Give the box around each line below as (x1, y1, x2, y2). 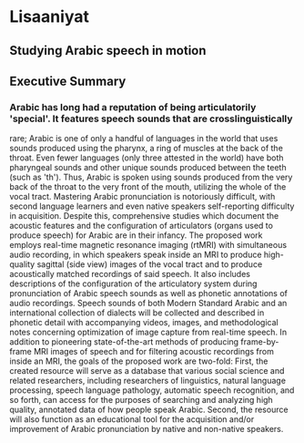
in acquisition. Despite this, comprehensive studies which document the (9, 211, 279, 221)
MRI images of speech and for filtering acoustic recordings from (33, 346, 275, 357)
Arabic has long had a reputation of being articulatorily (9, 100, 257, 113)
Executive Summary (9, 73, 127, 88)
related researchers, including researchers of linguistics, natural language (9, 376, 287, 386)
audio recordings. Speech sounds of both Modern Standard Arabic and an (9, 298, 288, 309)
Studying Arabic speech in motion (9, 43, 207, 58)
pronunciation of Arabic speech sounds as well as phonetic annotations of (9, 288, 289, 299)
